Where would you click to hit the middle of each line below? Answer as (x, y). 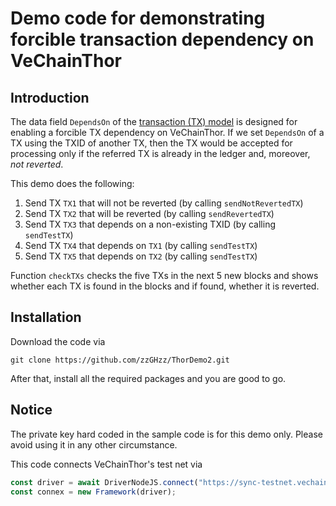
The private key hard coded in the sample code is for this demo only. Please (166, 434)
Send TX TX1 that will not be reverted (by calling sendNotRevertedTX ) (164, 203)
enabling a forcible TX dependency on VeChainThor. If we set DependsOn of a (167, 132)
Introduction (50, 97)
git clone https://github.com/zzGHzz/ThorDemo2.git (120, 360)
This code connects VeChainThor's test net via (106, 464)
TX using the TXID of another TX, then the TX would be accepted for (151, 143)
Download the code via (58, 341)
